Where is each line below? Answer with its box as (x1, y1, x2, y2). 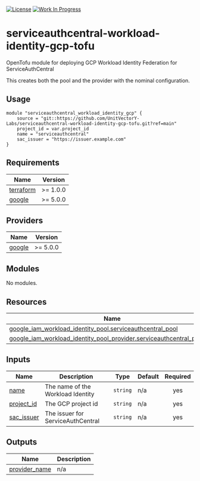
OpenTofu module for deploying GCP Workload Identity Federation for (6, 59, 177, 66)
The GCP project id (44, 399, 98, 408)
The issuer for (44, 409, 85, 418)
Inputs (6, 354, 31, 364)
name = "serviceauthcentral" (17, 131, 89, 137)
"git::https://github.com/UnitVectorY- (40, 115, 140, 121)
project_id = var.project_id (17, 125, 89, 131)
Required (164, 372, 191, 381)
